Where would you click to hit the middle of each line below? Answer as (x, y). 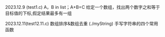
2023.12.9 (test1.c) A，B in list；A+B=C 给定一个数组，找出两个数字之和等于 (83, 7)
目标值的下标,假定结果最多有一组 (39, 13)
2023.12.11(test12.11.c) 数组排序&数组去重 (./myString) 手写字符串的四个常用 (82, 24)
